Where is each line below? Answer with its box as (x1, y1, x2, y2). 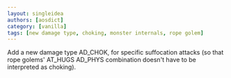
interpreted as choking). (7, 63, 77, 71)
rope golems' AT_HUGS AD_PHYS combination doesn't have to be (7, 56, 196, 64)
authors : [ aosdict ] (7, 17, 64, 23)
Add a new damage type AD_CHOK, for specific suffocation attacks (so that (7, 48, 224, 57)
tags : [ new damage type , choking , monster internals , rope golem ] (7, 29, 204, 37)
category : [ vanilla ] (7, 23, 67, 30)
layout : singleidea (7, 10, 64, 17)
